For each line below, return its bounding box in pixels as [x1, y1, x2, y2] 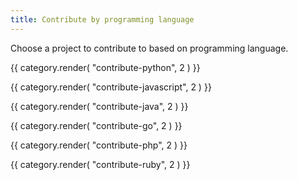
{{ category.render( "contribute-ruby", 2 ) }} [10, 158, 191, 170]
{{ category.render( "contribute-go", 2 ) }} [10, 119, 183, 131]
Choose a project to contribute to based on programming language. [10, 42, 289, 54]
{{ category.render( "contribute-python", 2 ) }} [10, 61, 201, 73]
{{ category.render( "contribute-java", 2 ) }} [10, 100, 189, 112]
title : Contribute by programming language [10, 14, 195, 25]
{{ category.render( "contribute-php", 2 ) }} [10, 139, 188, 151]
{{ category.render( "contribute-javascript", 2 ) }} [10, 81, 212, 93]
